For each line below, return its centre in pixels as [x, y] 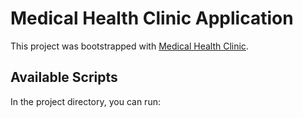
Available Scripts [64, 77]
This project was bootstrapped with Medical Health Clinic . [129, 46]
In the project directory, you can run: [85, 101]
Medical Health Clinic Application [152, 18]
